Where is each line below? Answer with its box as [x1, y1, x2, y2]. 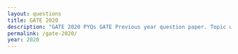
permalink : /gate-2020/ [7, 29, 78, 37]
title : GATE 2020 [7, 17, 59, 24]
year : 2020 [7, 36, 40, 43]
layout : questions [7, 10, 62, 18]
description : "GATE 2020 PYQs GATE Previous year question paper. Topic [7, 23, 227, 30]
